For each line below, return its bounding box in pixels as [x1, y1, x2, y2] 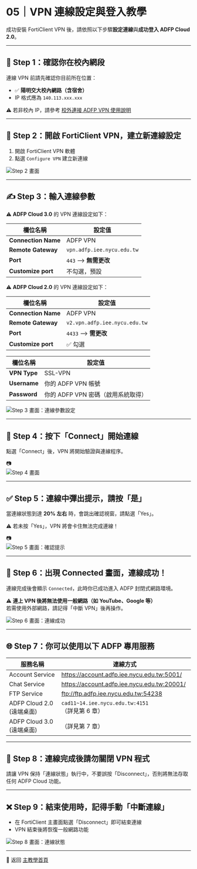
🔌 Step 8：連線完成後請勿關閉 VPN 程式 [6, 754, 150, 764]
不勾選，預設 [66, 267, 102, 276]
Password [9, 391, 38, 399]
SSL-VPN [44, 369, 71, 377]
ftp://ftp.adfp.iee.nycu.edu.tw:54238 [61, 690, 162, 698]
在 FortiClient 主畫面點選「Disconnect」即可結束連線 [14, 819, 142, 826]
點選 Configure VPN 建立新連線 [14, 155, 88, 162]
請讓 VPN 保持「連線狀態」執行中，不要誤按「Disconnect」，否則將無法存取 [6, 770, 189, 778]
